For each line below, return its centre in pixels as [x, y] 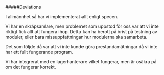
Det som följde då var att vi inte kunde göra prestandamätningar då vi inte [81, 47]
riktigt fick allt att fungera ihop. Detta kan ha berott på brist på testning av [81, 32]
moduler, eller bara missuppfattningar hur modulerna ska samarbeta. [76, 37]
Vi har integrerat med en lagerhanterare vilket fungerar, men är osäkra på [81, 62]
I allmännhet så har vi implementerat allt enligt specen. [62, 17]
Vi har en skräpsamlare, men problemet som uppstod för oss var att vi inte [82, 26]
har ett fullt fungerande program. [39, 52]
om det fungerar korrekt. [31, 67]
